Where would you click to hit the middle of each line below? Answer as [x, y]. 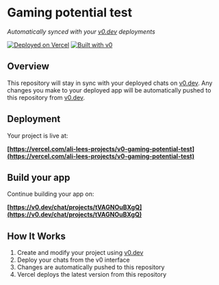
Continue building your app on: [51, 194]
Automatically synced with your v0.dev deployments [81, 32]
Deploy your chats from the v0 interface [73, 260]
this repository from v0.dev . [46, 97]
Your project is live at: [38, 136]
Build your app [39, 177]
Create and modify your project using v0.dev [80, 253]
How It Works [37, 236]
